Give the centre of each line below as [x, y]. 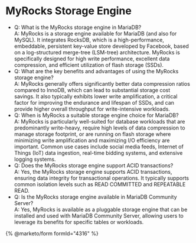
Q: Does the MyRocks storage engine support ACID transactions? [94, 165]
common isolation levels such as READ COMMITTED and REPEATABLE [100, 184]
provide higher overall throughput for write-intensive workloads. [92, 109]
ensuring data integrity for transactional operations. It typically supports [102, 178]
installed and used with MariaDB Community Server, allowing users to [99, 216]
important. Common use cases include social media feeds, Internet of [99, 147]
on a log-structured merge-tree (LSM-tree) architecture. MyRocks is [97, 52]
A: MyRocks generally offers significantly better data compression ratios [102, 83]
